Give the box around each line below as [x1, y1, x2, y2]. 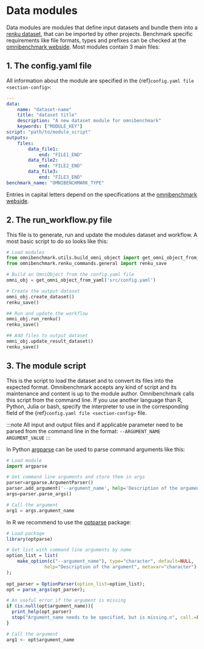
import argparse [6, 463, 47, 469]
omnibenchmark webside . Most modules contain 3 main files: [6, 43, 160, 50]
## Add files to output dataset [6, 332, 88, 339]
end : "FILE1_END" [38, 151, 83, 158]
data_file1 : [28, 146, 59, 152]
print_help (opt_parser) [12, 609, 72, 615]
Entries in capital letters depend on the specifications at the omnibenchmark [6, 191, 197, 198]
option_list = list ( [6, 552, 59, 559]
